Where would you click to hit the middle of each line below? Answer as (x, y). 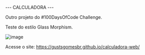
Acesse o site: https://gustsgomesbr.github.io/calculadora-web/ (72, 47)
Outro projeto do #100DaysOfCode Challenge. (54, 17)
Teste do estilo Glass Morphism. (39, 27)
